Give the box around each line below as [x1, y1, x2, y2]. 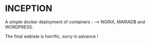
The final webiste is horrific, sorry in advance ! [5, 33, 98, 39]
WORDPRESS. [5, 24, 33, 29]
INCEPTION [5, 3, 53, 14]
